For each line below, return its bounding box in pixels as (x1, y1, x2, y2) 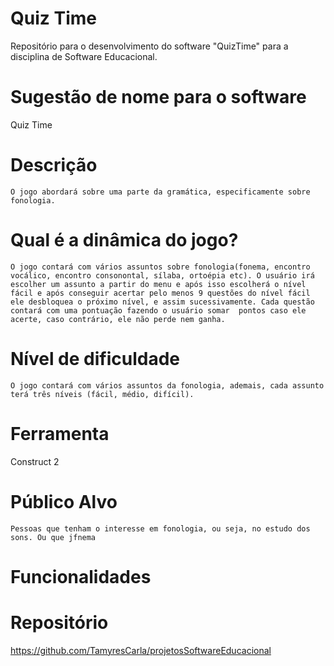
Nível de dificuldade (10, 347, 181, 370)
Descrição (10, 154, 98, 177)
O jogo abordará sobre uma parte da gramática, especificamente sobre (10, 187, 311, 197)
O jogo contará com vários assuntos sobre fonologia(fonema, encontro (10, 262, 311, 272)
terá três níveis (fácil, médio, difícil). (10, 389, 195, 399)
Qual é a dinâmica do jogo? (10, 229, 239, 251)
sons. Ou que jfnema (10, 532, 97, 542)
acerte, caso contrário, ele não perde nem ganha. (10, 314, 226, 324)
